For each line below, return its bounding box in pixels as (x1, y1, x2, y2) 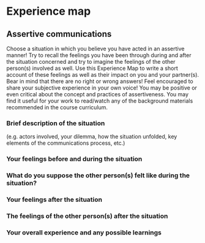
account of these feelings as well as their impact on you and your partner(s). (6, 71, 199, 78)
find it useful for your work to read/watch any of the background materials (6, 97, 193, 104)
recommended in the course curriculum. (6, 104, 108, 111)
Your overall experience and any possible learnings (6, 228, 162, 237)
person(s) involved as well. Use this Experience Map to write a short (6, 64, 179, 72)
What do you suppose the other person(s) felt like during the (6, 171, 190, 180)
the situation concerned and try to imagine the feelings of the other (6, 58, 176, 65)
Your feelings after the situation (6, 195, 103, 204)
